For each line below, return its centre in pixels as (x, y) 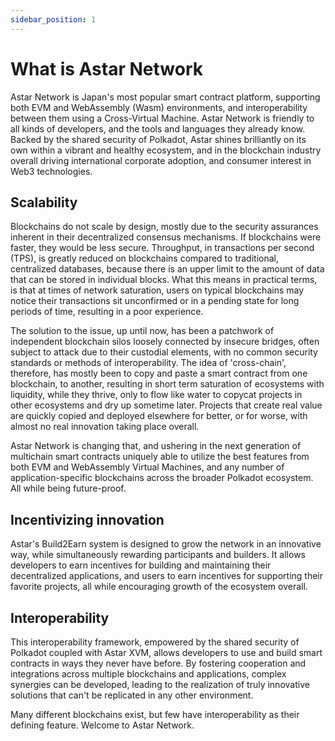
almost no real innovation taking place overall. (105, 427)
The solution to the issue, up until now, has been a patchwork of (142, 331)
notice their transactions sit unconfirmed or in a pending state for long (155, 301)
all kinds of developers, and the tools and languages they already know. (158, 128)
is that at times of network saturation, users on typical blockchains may (157, 290)
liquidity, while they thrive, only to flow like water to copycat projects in (156, 395)
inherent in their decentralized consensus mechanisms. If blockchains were (166, 237)
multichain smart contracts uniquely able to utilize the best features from (160, 457)
